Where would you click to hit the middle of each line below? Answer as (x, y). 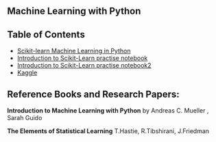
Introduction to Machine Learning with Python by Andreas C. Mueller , (108, 111)
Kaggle (27, 73)
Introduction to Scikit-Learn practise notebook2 (84, 66)
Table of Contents (46, 34)
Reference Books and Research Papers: (93, 94)
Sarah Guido (25, 118)
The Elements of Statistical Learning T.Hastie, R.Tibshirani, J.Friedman (108, 131)
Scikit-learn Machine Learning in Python (74, 51)
